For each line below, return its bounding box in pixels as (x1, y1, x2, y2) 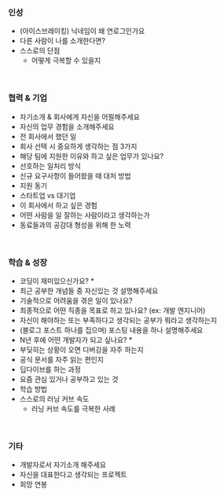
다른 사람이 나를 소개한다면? (19, 36, 106, 46)
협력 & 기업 (8, 93, 47, 104)
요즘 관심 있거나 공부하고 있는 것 (19, 374, 119, 384)
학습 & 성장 (8, 257, 47, 268)
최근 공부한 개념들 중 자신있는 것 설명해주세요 (19, 285, 159, 296)
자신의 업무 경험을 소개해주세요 (19, 122, 115, 131)
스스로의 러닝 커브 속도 (19, 394, 90, 403)
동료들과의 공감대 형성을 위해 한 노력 (19, 220, 131, 230)
